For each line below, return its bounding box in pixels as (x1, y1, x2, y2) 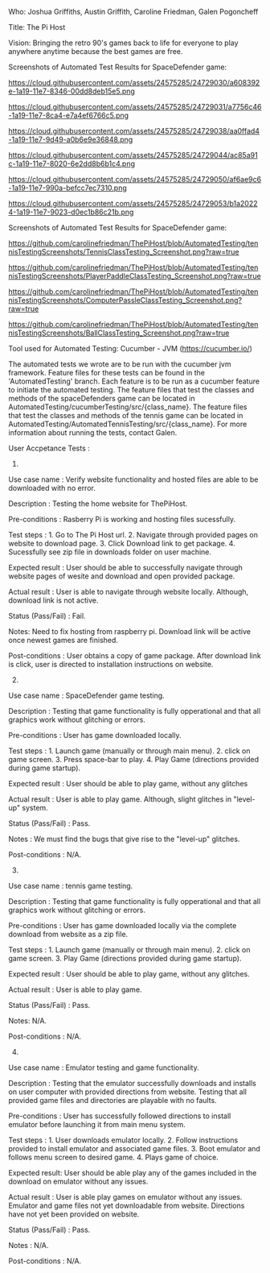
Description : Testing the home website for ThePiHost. (8, 499, 188, 508)
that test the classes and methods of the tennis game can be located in (8, 411, 243, 420)
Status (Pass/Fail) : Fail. (8, 612, 86, 620)
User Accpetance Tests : (8, 443, 90, 453)
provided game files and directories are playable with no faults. (8, 1096, 217, 1105)
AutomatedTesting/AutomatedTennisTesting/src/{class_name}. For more (8, 419, 247, 429)
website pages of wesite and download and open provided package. (8, 571, 235, 581)
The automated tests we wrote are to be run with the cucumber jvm (8, 359, 231, 369)
